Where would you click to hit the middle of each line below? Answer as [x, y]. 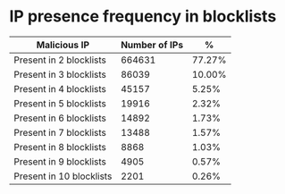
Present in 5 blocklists [60, 103]
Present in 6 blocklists [60, 118]
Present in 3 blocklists [60, 74]
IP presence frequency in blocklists [143, 17]
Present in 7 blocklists [60, 132]
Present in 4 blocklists [60, 89]
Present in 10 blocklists [63, 176]
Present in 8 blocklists [60, 147]
